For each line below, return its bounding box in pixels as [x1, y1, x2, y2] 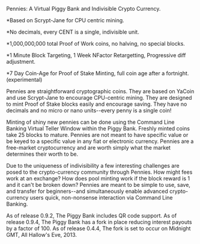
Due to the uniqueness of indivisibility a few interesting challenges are [6, 162, 180, 169]
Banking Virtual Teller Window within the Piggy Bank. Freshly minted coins [6, 125, 190, 132]
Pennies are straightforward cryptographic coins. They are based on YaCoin [6, 88, 195, 95]
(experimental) [6, 76, 43, 83]
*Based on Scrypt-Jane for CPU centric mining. [6, 17, 124, 23]
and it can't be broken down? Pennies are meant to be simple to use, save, [6, 181, 191, 188]
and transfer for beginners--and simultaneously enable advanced [6, 188, 168, 195]
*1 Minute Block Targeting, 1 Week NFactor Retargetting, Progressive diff [6, 52, 186, 59]
